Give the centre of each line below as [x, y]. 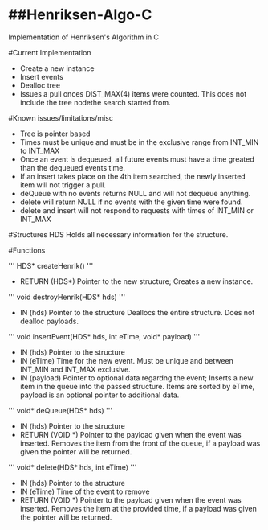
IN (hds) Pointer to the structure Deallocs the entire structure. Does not [137, 312]
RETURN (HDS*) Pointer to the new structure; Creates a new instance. [136, 281]
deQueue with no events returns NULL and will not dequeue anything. [135, 193]
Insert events [42, 76]
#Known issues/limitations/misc [61, 117]
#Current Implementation [50, 52]
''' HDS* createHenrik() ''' [51, 265]
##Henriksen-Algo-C [80, 15]
